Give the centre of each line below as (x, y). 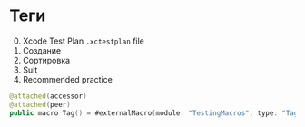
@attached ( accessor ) (49, 96)
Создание (42, 50)
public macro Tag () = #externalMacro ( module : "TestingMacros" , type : (144, 113)
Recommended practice (68, 79)
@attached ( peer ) (40, 104)
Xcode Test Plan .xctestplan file (84, 41)
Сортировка (46, 60)
